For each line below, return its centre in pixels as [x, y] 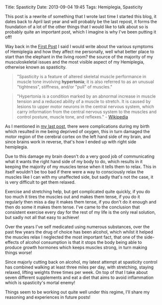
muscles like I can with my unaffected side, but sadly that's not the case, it [79, 177]
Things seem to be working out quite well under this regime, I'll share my [77, 292]
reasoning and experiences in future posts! [48, 297]
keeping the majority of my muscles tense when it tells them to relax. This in [81, 167]
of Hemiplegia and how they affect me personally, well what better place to [80, 51]
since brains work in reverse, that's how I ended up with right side [71, 142]
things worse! [19, 253]
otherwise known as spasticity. [36, 67]
